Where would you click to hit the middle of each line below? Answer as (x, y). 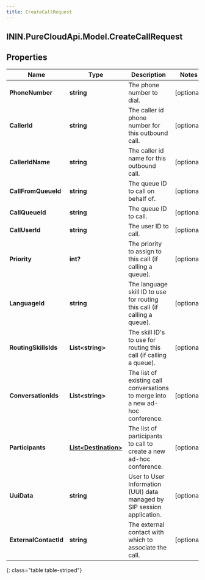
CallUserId (25, 230)
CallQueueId (28, 212)
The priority (145, 244)
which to (140, 540)
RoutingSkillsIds (34, 347)
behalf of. (142, 198)
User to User (146, 476)
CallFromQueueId (35, 191)
